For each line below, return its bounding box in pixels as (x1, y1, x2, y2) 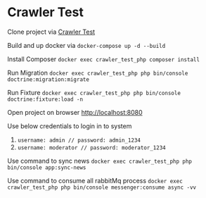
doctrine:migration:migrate (7, 75, 90, 83)
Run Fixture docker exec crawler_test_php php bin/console (7, 88, 181, 97)
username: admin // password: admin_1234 (17, 137, 141, 144)
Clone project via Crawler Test (7, 27, 96, 36)
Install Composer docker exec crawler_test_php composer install (7, 54, 200, 63)
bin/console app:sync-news (7, 163, 86, 171)
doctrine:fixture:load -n (7, 96, 83, 103)
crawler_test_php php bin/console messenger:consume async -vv (7, 184, 197, 191)
